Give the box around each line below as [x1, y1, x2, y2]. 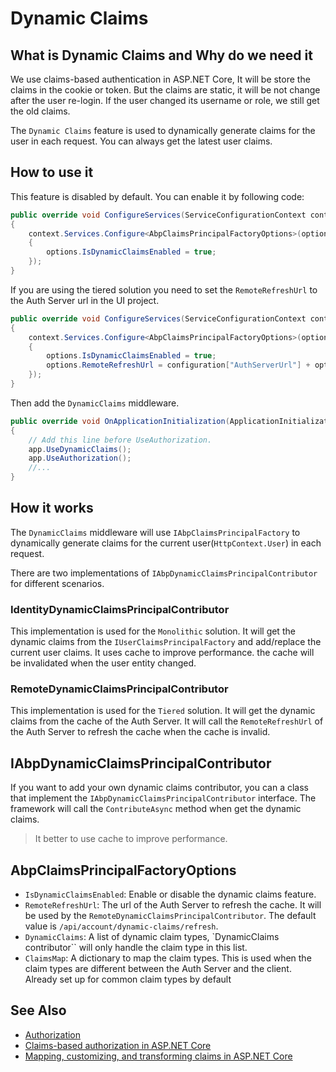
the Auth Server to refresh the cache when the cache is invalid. [10, 726, 271, 738]
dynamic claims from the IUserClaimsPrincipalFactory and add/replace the [10, 636, 322, 648]
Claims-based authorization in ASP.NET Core [24, 1039, 212, 1051]
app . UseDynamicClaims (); [28, 444, 132, 454]
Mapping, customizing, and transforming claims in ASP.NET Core [24, 1050, 293, 1062]
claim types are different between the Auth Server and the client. [24, 963, 292, 975]
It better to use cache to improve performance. [34, 833, 228, 845]
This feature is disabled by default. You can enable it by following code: [10, 190, 305, 202]
